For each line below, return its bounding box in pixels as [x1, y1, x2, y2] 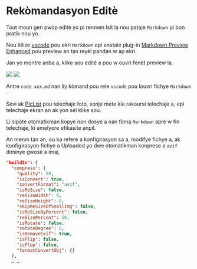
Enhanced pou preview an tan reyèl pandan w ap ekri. [6, 47, 137, 54]
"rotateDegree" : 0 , [17, 225, 65, 231]
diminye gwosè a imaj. [6, 148, 60, 155]
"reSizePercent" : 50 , [17, 214, 70, 221]
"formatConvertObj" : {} [17, 247, 75, 253]
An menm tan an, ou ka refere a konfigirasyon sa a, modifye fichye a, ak [6, 136, 181, 143]
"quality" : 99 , [17, 170, 54, 176]
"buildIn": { [6, 159, 38, 166]
